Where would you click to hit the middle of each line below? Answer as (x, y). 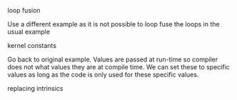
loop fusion (24, 10)
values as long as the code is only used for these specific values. (103, 75)
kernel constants (32, 45)
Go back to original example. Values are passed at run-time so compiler (113, 59)
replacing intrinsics (35, 88)
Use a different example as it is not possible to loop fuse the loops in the (114, 24)
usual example (29, 32)
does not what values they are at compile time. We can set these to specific (118, 67)
